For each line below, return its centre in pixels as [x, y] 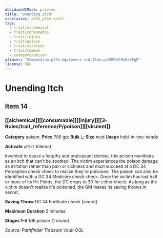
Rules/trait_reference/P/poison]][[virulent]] [58, 126]
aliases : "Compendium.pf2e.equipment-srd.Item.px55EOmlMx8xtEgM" [73, 60]
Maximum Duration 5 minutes [35, 211]
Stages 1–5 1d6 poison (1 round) [37, 221]
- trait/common [25, 50]
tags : [10, 23]
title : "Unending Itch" [29, 14]
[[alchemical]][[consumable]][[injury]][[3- [56, 120]
